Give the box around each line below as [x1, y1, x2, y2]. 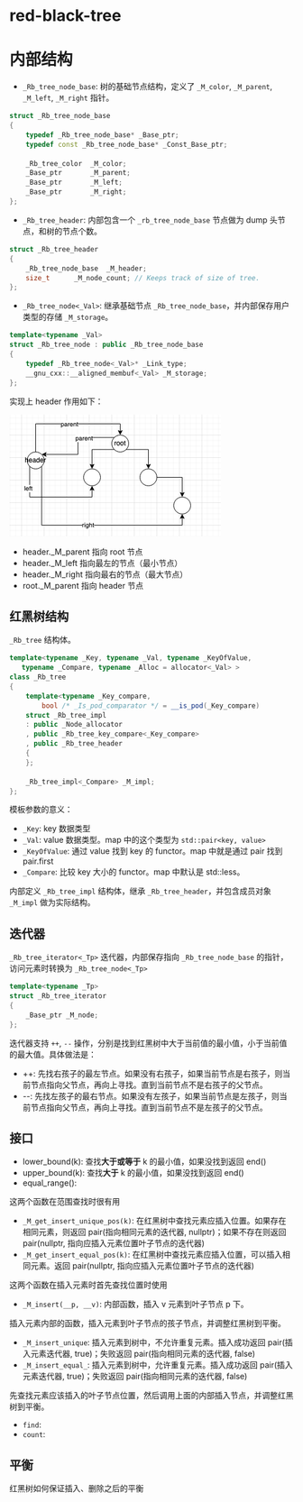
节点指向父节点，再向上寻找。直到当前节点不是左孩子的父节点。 [30, 1102, 268, 1113]
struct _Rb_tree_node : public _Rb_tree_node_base [9, 340, 204, 350]
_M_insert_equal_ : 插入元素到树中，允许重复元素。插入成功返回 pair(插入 [22, 1360, 293, 1370]
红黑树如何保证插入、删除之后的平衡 [9, 1483, 144, 1494]
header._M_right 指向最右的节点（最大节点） [22, 569, 188, 580]
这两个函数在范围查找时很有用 [9, 1196, 120, 1207]
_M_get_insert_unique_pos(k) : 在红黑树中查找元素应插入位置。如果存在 [22, 1215, 287, 1226]
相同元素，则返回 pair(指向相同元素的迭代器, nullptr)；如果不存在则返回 [22, 1227, 287, 1238]
